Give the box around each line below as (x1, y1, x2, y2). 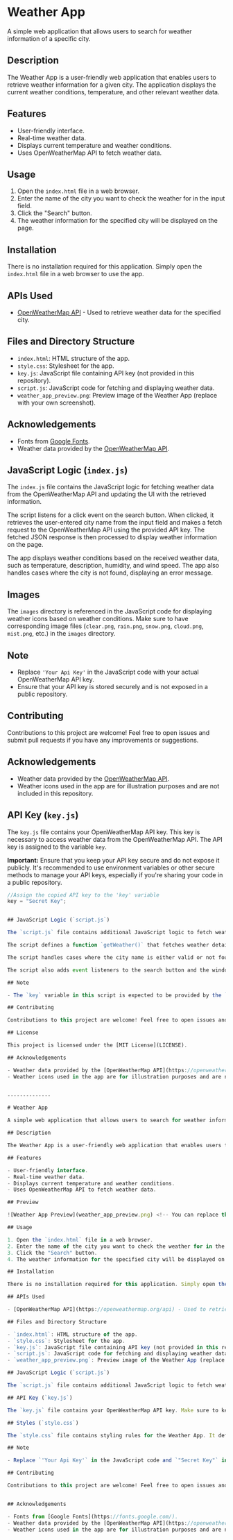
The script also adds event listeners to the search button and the (7, 966, 209, 974)
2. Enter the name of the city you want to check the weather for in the (7, 1243, 225, 1250)
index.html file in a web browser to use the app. (7, 270, 144, 278)
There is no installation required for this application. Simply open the (7, 262, 202, 271)
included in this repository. (17, 789, 94, 797)
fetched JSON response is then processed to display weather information (7, 533, 217, 541)
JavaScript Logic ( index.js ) (7, 464, 128, 476)
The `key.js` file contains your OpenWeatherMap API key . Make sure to (7, 1407, 218, 1414)
